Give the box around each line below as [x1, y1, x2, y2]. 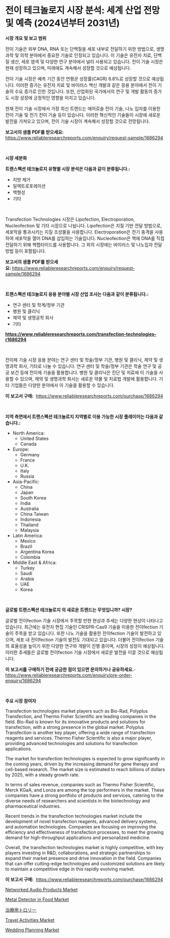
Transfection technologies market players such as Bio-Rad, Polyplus [5, 708, 148, 714]
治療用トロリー [5, 907, 37, 913]
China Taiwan [20, 511, 49, 517]
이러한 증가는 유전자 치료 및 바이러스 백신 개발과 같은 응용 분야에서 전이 [16, 82, 157, 88]
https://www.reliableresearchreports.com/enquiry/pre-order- [5, 672, 132, 678]
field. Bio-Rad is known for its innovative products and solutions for [5, 719, 146, 725]
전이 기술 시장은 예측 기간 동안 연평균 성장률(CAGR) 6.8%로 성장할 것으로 [5, 76, 151, 82]
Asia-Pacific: [12, 478, 40, 485]
